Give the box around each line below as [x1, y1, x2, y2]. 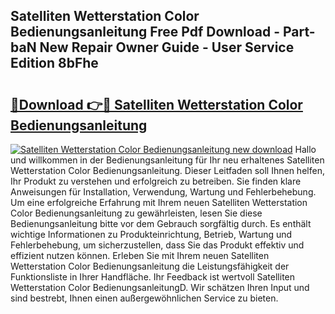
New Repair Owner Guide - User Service [39, 39, 295, 56]
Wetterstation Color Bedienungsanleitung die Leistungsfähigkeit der [10, 260, 290, 272]
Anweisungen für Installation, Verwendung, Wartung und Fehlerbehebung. [10, 186, 317, 198]
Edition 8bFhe [10, 55, 99, 72]
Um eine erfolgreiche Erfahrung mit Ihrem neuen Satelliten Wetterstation [10, 197, 308, 208]
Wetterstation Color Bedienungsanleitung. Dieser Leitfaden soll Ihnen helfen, [10, 165, 325, 176]
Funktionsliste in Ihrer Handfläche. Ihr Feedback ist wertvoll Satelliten [10, 271, 296, 283]
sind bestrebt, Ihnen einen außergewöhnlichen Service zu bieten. [10, 292, 279, 304]
